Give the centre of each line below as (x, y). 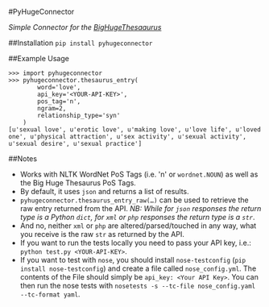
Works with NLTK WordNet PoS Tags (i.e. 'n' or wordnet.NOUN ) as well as (139, 174)
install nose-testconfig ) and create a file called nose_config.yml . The (138, 268)
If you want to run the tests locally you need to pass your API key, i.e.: (135, 243)
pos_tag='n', (59, 102)
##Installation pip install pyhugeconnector (81, 43)
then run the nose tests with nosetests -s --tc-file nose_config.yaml (138, 286)
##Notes (23, 159)
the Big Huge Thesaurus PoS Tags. (78, 183)
